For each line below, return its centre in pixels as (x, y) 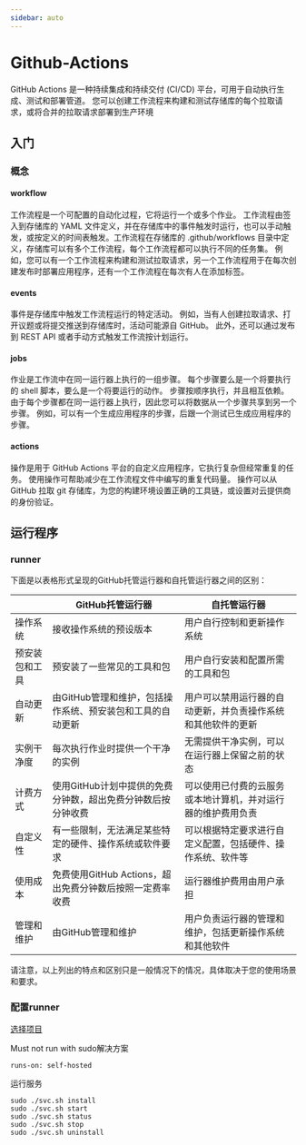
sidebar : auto (37, 18)
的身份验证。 (34, 501)
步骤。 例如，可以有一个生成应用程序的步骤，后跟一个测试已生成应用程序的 (151, 413)
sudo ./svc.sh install (53, 1101)
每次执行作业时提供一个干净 (111, 748)
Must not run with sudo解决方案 (70, 1048)
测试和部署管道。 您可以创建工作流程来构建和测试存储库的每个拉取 (150, 100)
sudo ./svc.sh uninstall (57, 1132)
